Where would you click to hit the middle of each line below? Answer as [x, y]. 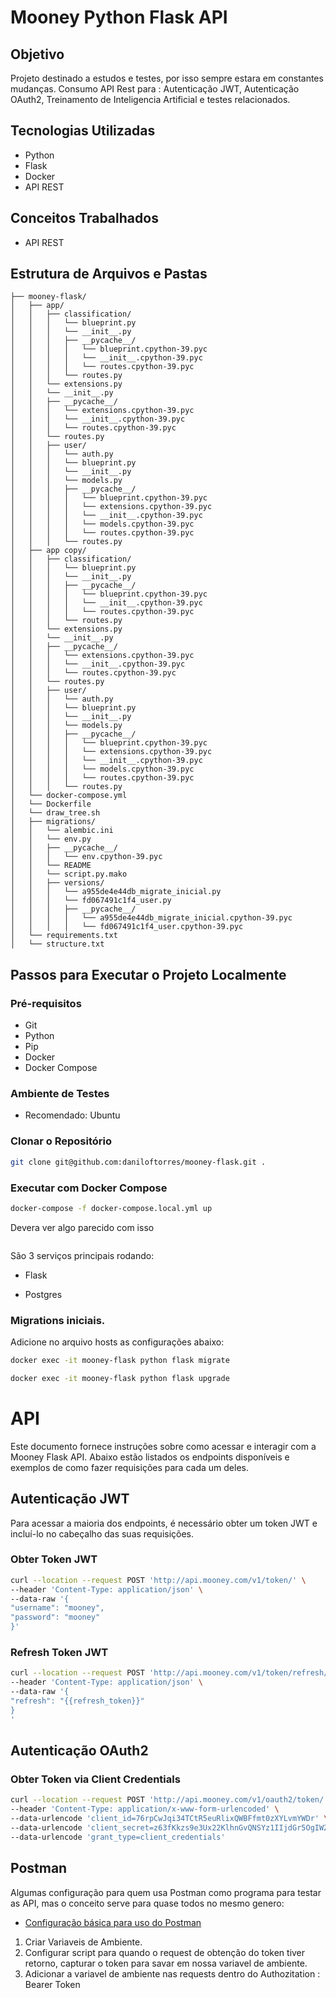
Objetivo [37, 54]
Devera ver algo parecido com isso [82, 1227]
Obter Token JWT [54, 1559]
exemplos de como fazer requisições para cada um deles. [129, 1467]
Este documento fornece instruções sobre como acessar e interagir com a [163, 1446]
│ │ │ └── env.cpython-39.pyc [86, 857]
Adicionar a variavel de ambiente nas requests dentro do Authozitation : [172, 1973]
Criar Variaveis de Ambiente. [83, 1942]
